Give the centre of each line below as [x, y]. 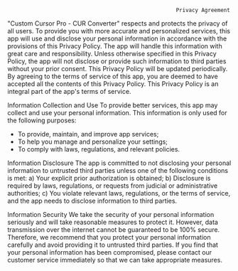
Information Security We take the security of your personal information [111, 214]
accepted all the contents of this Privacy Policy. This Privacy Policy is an [113, 84]
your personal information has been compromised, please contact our [109, 252]
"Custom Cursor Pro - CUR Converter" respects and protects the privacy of [118, 23]
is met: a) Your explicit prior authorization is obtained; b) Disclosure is [109, 178]
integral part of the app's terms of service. [69, 91]
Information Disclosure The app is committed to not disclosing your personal [119, 163]
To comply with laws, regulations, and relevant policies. [98, 149]
